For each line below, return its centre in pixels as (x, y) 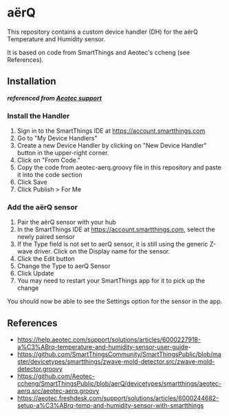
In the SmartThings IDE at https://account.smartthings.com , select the (116, 229)
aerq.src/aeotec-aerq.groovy (58, 391)
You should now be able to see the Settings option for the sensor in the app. (115, 302)
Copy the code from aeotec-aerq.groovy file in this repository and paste (119, 167)
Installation (32, 82)
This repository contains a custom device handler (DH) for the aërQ (102, 32)
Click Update (35, 273)
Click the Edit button (46, 259)
